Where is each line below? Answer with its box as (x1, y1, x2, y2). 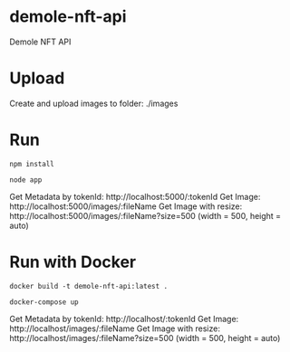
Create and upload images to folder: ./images (9, 98, 179, 109)
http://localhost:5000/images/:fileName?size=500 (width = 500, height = (9, 210, 282, 221)
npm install (9, 159, 54, 168)
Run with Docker (9, 252, 137, 272)
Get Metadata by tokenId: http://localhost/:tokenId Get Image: (9, 313, 239, 324)
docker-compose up (9, 297, 79, 307)
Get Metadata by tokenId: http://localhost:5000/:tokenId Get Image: (9, 191, 261, 202)
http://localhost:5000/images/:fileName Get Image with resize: (9, 201, 243, 212)
